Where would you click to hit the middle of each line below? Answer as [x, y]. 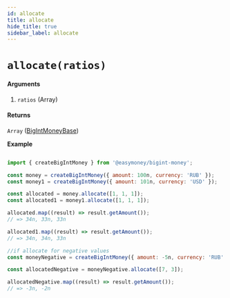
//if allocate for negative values [58, 251]
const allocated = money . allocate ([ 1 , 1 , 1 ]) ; [75, 194]
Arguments [24, 84]
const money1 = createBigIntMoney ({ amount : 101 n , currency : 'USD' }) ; [112, 181]
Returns [19, 115]
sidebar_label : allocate [43, 33]
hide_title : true [32, 26]
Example [20, 144]
